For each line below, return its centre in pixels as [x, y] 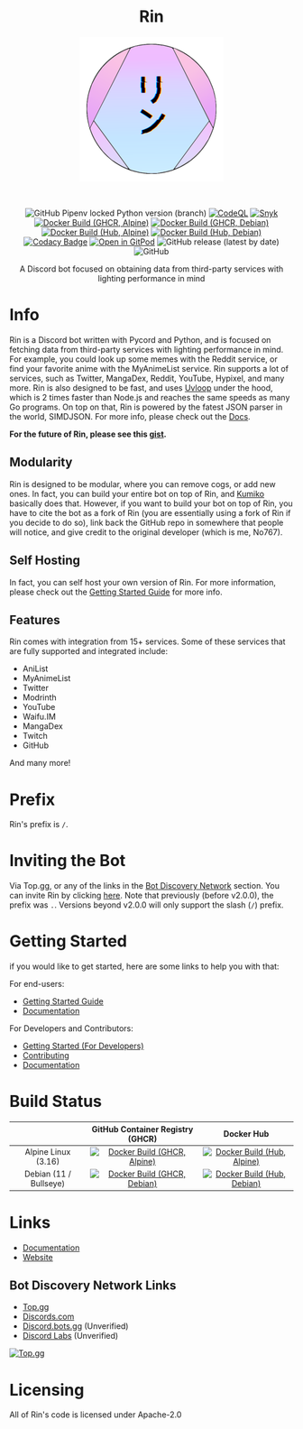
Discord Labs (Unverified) [70, 1336]
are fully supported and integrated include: [89, 651]
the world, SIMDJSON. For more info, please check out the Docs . [130, 416]
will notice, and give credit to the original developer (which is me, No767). [146, 532]
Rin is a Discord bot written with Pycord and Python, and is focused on [140, 339]
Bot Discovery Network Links [93, 1285]
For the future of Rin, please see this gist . [88, 434]
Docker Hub [246, 1134]
